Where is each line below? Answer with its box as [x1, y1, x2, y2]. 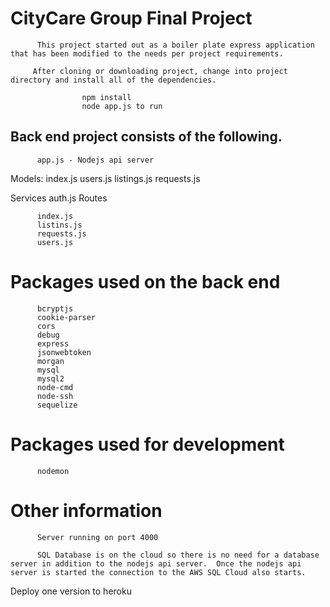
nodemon [36, 466, 70, 476]
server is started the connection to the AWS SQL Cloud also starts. [10, 567, 307, 577]
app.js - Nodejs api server [36, 155, 155, 165]
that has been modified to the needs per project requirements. [10, 48, 284, 59]
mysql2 [36, 373, 65, 384]
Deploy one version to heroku [10, 585, 132, 597]
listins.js [36, 220, 83, 230]
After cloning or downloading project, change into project [32, 66, 288, 76]
